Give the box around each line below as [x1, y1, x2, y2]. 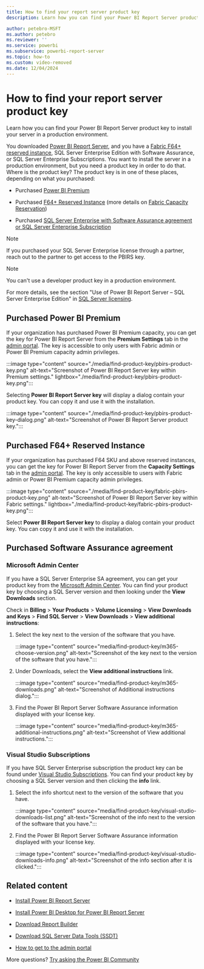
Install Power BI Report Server [15, 897, 90, 904]
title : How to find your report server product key [6, 9, 140, 15]
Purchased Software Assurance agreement [6, 543, 173, 553]
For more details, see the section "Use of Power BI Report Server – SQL [6, 289, 185, 296]
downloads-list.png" [15, 814, 67, 821]
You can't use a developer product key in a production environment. [6, 277, 177, 284]
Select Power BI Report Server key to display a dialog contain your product [6, 519, 195, 526]
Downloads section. [6, 594, 57, 601]
